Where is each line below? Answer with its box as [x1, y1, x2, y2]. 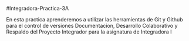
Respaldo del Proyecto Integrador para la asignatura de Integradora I [6, 28, 172, 35]
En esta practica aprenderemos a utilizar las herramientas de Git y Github [6, 16, 183, 23]
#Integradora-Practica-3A [6, 5, 69, 12]
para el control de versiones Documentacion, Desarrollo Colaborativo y [6, 23, 178, 29]
